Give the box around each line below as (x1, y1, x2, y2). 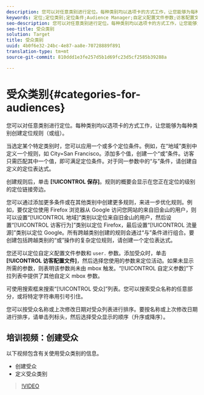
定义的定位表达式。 (6, 165, 55, 172)
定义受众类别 (15, 370, 47, 377)
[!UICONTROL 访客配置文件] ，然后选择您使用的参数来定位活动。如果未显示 (6, 256, 194, 264)
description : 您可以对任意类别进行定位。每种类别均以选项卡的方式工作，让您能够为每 (6, 9, 195, 15)
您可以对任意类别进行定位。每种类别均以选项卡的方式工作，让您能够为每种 (6, 122, 192, 129)
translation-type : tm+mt (6, 49, 69, 55)
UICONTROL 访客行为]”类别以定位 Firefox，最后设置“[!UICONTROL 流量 (17, 221, 197, 228)
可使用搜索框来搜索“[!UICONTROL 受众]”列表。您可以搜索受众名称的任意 (6, 285, 188, 292)
